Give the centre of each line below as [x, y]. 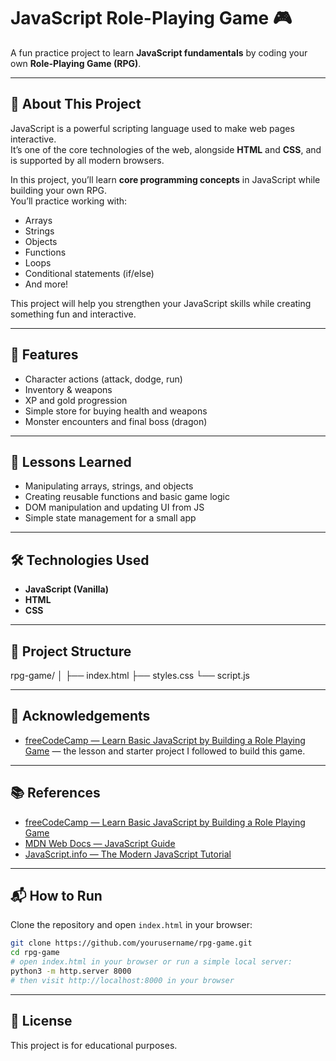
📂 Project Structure [71, 651]
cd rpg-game [35, 953]
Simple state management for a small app [110, 518]
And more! [46, 284]
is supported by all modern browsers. [87, 160]
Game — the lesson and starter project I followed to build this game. [165, 751]
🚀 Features [44, 355]
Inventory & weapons [68, 389]
